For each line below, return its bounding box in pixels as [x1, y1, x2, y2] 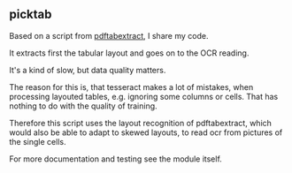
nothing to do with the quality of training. [9, 101, 158, 111]
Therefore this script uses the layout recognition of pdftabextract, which [9, 117, 273, 128]
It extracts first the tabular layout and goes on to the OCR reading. [9, 48, 250, 58]
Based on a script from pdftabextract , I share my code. [9, 30, 209, 41]
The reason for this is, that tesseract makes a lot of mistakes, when [9, 81, 254, 92]
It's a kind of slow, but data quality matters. [9, 64, 166, 75]
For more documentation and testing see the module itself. [9, 154, 223, 164]
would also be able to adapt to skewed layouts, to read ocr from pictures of [9, 127, 283, 138]
